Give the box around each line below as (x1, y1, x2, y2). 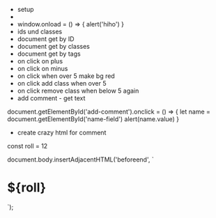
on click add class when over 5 (17, 79, 107, 87)
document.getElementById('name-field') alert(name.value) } (7, 115, 180, 123)
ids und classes (17, 27, 63, 36)
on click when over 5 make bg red (17, 72, 115, 80)
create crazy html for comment (17, 128, 107, 137)
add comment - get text (17, 94, 86, 102)
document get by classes (17, 42, 91, 50)
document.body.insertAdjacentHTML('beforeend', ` (7, 155, 155, 164)
